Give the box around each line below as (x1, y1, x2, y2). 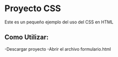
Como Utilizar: (4, 33, 49, 41)
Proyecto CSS (4, 3, 61, 14)
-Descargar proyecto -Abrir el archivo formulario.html (4, 46, 111, 52)
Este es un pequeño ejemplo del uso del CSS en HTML (4, 19, 114, 25)
